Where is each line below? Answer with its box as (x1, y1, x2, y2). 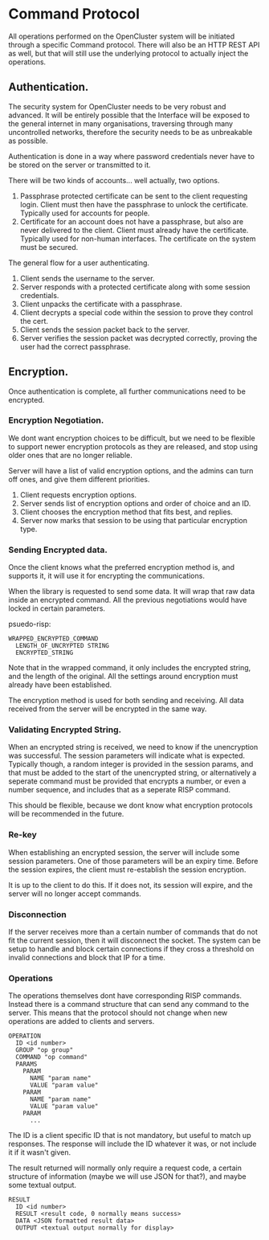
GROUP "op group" (15, 1046, 74, 1054)
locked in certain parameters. (8, 604, 106, 613)
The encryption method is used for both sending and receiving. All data (8, 696, 245, 706)
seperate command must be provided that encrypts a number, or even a (8, 776, 247, 786)
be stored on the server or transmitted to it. (8, 160, 151, 170)
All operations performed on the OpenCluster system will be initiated (8, 31, 235, 41)
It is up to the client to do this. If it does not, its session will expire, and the (8, 880, 253, 890)
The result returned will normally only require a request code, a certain (8, 1163, 243, 1173)
